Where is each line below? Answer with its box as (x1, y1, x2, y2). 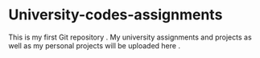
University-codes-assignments (8, 6, 223, 24)
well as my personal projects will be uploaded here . (8, 40, 181, 50)
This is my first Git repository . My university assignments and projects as (8, 32, 252, 42)
